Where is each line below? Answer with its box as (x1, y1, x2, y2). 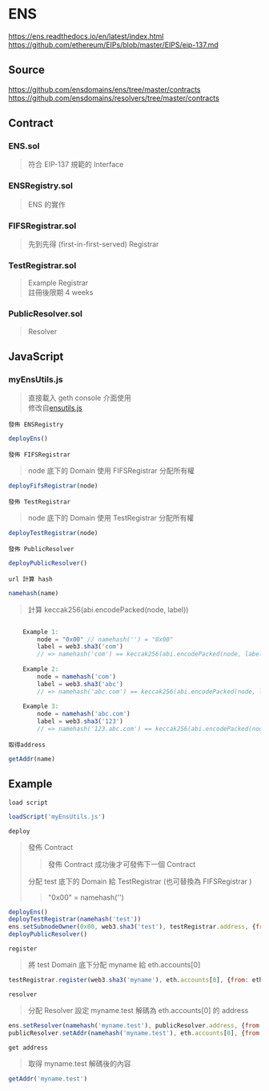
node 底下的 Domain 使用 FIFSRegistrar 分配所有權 (27, 466, 195, 476)
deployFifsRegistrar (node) (8, 482, 98, 490)
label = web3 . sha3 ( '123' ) (37, 717, 124, 725)
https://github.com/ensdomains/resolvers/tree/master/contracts (8, 93, 220, 103)
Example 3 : (22, 702, 59, 711)
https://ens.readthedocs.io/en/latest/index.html (8, 31, 164, 41)
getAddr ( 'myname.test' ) (8, 1074, 88, 1083)
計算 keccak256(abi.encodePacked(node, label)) (27, 604, 189, 615)
